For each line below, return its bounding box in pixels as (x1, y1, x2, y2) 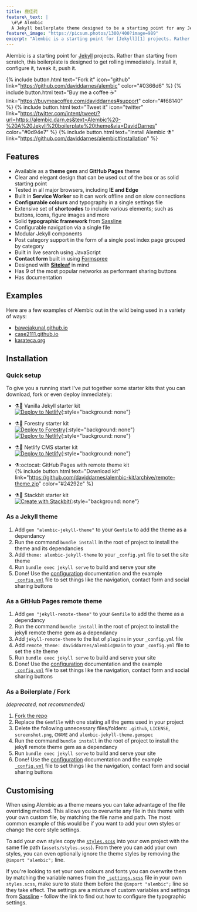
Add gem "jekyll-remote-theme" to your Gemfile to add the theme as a (14, 610, 184, 617)
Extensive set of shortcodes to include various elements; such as (14, 205, 174, 212)
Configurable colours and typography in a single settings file (14, 198, 163, 206)
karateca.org (14, 337, 46, 344)
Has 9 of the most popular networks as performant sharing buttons (14, 267, 177, 274)
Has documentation (14, 274, 63, 281)
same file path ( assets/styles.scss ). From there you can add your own (6, 844, 178, 851)
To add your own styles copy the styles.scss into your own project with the (6, 838, 189, 845)
